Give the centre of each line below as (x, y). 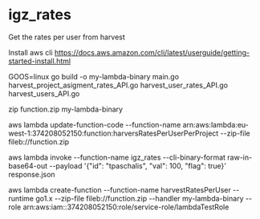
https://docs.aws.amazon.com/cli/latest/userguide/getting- (152, 52)
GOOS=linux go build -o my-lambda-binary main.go (93, 76)
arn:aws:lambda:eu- (215, 124)
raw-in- (240, 157)
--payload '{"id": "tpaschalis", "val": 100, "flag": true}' (138, 165)
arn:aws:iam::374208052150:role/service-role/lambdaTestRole (126, 207)
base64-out (28, 165)
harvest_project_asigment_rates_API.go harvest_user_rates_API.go (118, 85)
